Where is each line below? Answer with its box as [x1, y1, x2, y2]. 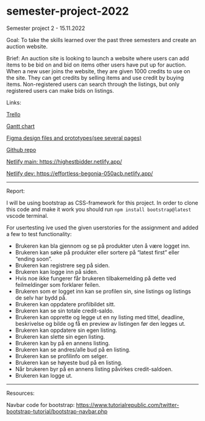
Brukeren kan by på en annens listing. [15, 339, 110, 347]
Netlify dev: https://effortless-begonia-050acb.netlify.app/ [6, 170, 154, 177]
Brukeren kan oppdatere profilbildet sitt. [15, 300, 116, 308]
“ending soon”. [15, 255, 52, 262]
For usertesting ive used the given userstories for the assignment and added [6, 224, 199, 231]
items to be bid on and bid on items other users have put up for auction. [6, 61, 187, 68]
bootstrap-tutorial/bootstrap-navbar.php [6, 408, 108, 415]
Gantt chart [6, 122, 35, 129]
